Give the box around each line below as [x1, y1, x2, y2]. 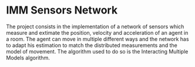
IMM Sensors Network [6, 4, 118, 17]
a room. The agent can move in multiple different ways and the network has [6, 35, 189, 42]
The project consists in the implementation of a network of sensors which [6, 23, 184, 30]
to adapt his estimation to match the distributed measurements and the [6, 42, 178, 49]
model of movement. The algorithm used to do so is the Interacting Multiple [6, 48, 189, 55]
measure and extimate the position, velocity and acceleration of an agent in [6, 29, 189, 36]
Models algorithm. [6, 54, 50, 61]
